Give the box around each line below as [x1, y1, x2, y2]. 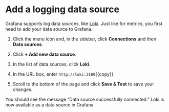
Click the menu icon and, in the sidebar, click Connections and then [12, 36, 157, 42]
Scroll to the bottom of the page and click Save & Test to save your [12, 81, 155, 87]
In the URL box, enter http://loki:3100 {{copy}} [12, 71, 114, 77]
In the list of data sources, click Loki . [12, 61, 91, 67]
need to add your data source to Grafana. [5, 26, 93, 32]
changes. [12, 86, 33, 93]
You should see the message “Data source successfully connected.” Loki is [5, 96, 164, 102]
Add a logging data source [5, 4, 119, 15]
